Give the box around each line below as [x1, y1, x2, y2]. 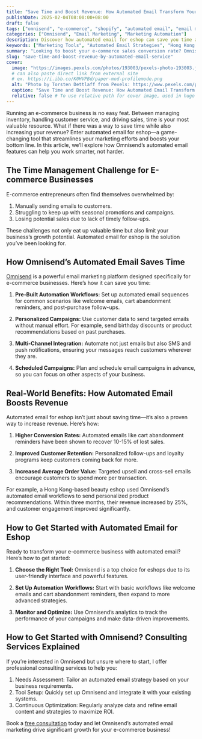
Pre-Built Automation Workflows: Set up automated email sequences [14, 291, 189, 298]
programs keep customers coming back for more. [14, 456, 138, 464]
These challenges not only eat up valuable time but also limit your [6, 226, 169, 234]
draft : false [6, 20, 39, 26]
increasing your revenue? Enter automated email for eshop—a [6, 128, 160, 136]
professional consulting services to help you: [6, 664, 117, 672]
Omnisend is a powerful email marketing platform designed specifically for [6, 273, 191, 280]
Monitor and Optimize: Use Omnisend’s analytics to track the [14, 609, 168, 616]
